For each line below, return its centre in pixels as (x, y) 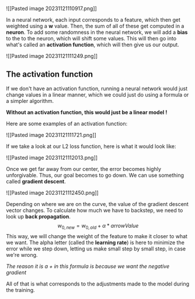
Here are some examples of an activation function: (67, 123)
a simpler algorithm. (30, 101)
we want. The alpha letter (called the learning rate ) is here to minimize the (95, 242)
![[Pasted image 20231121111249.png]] (52, 56)
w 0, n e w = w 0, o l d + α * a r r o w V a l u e (98, 226)
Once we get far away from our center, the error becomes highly (84, 169)
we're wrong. (22, 255)
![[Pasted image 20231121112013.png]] (52, 157)
